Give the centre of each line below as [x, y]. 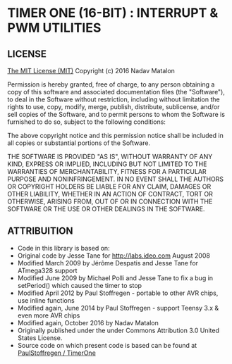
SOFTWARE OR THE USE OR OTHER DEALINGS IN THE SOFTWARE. [106, 209]
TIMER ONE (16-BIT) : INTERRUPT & [113, 13]
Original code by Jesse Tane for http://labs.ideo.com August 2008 [114, 256]
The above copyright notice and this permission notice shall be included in [115, 136]
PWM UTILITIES [54, 28]
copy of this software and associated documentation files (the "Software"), [116, 92]
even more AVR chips [49, 315]
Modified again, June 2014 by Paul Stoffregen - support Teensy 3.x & [118, 308]
